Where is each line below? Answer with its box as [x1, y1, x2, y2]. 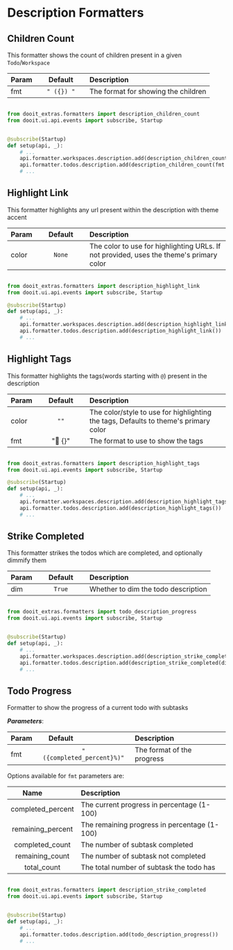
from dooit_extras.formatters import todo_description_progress [7, 609, 197, 615]
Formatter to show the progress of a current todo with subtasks [7, 704, 189, 712]
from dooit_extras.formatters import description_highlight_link [7, 282, 200, 289]
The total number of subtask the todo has [80, 862, 216, 872]
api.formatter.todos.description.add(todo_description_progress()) [19, 931, 218, 938]
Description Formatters [7, 5, 144, 21]
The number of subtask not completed [80, 851, 206, 861]
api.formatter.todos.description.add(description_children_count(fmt [19, 161, 225, 168]
